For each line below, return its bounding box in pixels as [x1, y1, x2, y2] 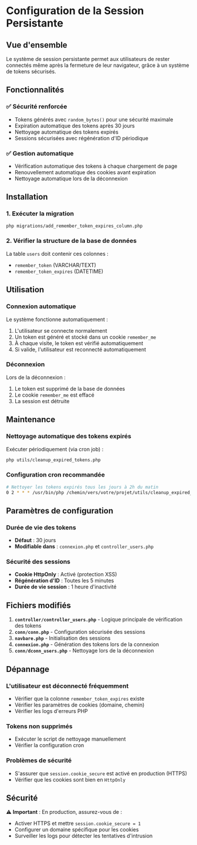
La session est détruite [14, 397, 70, 404]
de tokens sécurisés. [6, 68, 57, 75]
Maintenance [6, 415, 56, 425]
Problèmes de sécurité [6, 756, 72, 765]
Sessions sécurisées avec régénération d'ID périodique [14, 134, 148, 141]
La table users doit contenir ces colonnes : [6, 250, 108, 257]
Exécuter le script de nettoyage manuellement [14, 735, 126, 743]
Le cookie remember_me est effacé [14, 391, 95, 398]
